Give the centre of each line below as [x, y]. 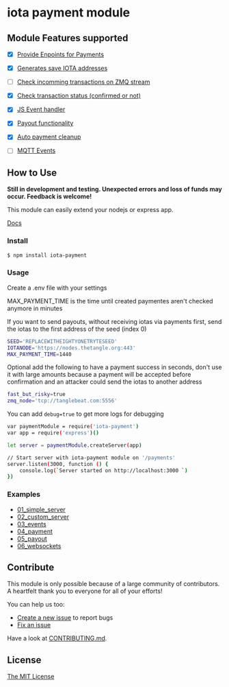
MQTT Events [36, 151]
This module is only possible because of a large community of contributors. [113, 584]
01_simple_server [41, 509]
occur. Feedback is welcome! [50, 196]
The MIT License [31, 677]
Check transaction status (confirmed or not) [79, 96]
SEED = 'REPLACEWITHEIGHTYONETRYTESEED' [62, 341]
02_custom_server [43, 517]
